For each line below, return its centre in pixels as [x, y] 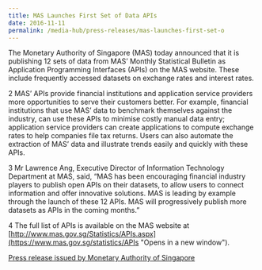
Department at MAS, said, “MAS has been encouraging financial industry [127, 176]
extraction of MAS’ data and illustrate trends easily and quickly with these [128, 145]
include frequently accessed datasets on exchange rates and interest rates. [131, 78]
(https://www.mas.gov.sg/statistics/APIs [74, 242]
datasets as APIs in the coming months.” [74, 210]
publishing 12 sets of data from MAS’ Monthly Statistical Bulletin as [117, 61]
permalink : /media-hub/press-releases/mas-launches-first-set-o [116, 30]
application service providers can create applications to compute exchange [131, 127]
